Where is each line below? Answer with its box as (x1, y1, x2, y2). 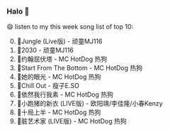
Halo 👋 (6, 6, 30, 16)
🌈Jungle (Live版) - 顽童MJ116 (16, 37, 103, 45)
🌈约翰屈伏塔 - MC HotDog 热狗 (16, 55, 108, 63)
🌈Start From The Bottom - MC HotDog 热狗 (16, 64, 143, 72)
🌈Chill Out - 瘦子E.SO (16, 82, 79, 90)
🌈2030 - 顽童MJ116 (16, 46, 74, 55)
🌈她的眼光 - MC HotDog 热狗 (16, 72, 101, 81)
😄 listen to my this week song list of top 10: (6, 23, 134, 31)
